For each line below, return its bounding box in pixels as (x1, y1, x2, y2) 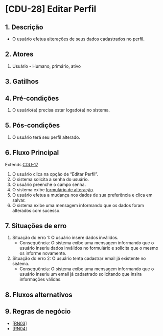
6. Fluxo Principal (5, 149, 59, 157)
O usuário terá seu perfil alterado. (12, 134, 81, 140)
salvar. (12, 197, 26, 203)
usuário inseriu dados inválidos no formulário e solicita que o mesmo (19, 245, 159, 251)
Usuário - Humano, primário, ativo (12, 63, 81, 69)
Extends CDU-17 (5, 161, 38, 167)
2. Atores (5, 50, 34, 58)
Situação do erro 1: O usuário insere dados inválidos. (12, 234, 118, 241)
